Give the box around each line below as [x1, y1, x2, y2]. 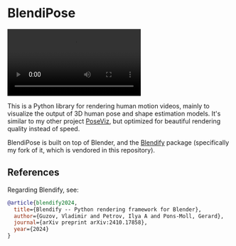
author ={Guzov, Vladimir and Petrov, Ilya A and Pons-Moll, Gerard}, [14, 212, 224, 220]
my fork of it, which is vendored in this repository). [7, 145, 155, 154]
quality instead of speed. [7, 124, 80, 133]
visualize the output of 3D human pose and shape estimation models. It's [7, 109, 221, 118]
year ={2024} [14, 226, 50, 233]
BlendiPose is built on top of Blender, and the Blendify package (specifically [7, 138, 230, 147]
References [7, 166, 60, 179]
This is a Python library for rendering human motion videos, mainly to [7, 101, 210, 110]
